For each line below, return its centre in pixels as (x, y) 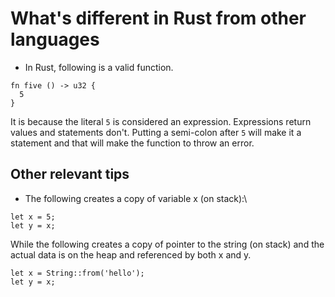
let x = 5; (33, 217)
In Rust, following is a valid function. (99, 67)
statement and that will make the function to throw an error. (132, 143)
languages (55, 39)
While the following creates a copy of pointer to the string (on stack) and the (167, 244)
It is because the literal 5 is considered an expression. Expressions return (161, 121)
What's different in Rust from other (158, 18)
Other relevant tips (70, 174)
